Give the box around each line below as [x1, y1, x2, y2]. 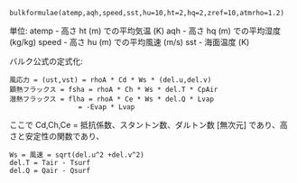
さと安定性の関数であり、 [9, 131, 105, 142]
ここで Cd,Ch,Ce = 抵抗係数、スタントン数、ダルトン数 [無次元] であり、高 [9, 120, 288, 130]
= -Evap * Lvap [78, 103, 135, 112]
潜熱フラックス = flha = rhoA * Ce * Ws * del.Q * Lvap [9, 95, 215, 104]
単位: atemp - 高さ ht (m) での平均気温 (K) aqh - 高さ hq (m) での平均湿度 [9, 25, 282, 36]
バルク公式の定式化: [9, 56, 84, 67]
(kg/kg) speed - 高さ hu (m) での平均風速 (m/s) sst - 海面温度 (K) [9, 37, 250, 47]
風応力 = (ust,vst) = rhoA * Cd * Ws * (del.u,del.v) [9, 76, 212, 85]
